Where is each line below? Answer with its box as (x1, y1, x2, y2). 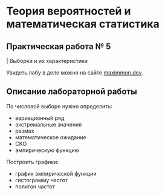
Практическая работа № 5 (6, 41, 111, 51)
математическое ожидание (15, 133, 86, 140)
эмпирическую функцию (15, 147, 80, 154)
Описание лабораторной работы (6, 87, 138, 97)
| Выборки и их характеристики (6, 58, 88, 64)
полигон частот (15, 183, 56, 190)
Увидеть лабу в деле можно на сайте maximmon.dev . (6, 69, 143, 76)
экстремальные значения (15, 121, 82, 128)
